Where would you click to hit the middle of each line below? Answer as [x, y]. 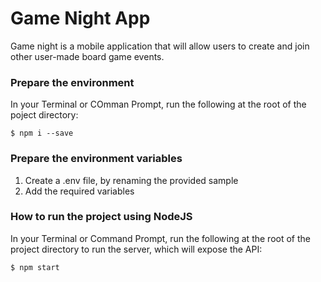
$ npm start [35, 267]
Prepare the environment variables [96, 159]
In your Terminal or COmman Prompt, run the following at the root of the [158, 104]
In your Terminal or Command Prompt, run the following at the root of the [160, 238]
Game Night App [80, 18]
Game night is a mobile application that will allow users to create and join [160, 46]
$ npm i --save [42, 133]
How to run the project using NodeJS [101, 217]
